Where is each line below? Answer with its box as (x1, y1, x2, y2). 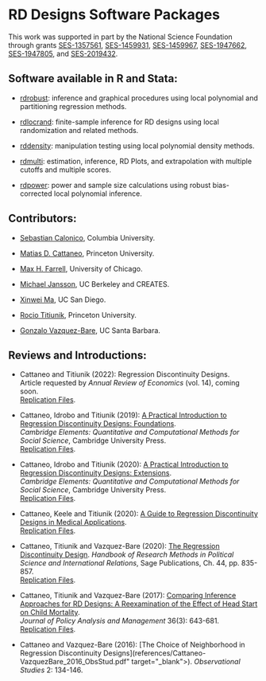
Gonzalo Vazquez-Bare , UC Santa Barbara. (19, 325, 161, 335)
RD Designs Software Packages (8, 6, 221, 24)
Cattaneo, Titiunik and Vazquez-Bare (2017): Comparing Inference (19, 591, 237, 601)
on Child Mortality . (19, 608, 81, 617)
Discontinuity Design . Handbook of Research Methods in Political (19, 550, 234, 559)
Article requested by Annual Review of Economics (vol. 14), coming (19, 378, 240, 388)
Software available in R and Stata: (8, 72, 178, 85)
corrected (19, 189, 53, 198)
